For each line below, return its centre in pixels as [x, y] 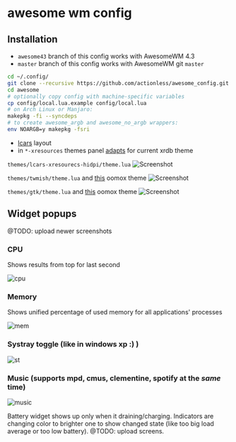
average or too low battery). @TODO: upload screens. [86, 431]
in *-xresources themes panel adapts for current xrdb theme [105, 150]
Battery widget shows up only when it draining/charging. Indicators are [111, 416]
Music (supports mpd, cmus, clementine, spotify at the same [114, 378]
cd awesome [23, 90]
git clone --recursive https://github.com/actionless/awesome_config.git [118, 83]
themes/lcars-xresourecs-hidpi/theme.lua [69, 164]
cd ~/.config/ [28, 76]
